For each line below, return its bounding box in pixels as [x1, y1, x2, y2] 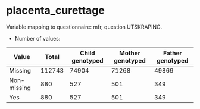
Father [162, 49, 183, 57]
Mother [118, 49, 141, 57]
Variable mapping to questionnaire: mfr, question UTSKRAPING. [6, 23, 162, 30]
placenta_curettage [6, 4, 105, 17]
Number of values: [14, 35, 61, 42]
